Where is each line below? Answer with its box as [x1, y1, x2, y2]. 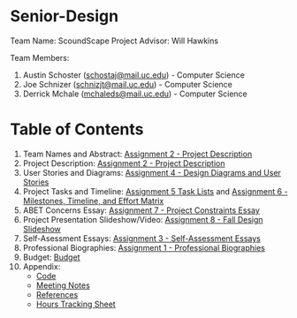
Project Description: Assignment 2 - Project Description [22, 157, 225, 169]
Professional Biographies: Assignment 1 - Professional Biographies [22, 242, 266, 253]
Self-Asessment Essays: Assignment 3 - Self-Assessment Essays [22, 232, 262, 244]
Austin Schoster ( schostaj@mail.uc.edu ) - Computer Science [22, 69, 246, 80]
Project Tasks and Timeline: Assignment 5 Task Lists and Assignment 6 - [22, 185, 288, 196]
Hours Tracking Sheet [35, 299, 116, 309]
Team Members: [10, 52, 70, 63]
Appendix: [22, 261, 61, 271]
